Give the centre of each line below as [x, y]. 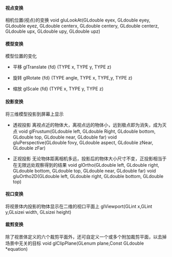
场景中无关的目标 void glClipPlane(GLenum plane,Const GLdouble [75, 243]
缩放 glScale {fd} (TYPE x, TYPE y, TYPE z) [58, 89]
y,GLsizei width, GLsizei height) [38, 212]
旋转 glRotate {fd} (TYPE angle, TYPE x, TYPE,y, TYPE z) [72, 78]
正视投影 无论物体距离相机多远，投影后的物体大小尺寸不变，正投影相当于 [90, 159]
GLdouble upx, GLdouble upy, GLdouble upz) [53, 31]
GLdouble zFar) [29, 148]
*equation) [17, 249]
